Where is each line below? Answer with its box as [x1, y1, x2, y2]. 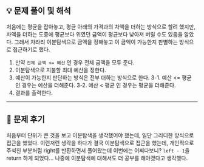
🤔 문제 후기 [6, 114, 46, 124]
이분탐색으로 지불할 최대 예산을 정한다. [15, 66, 106, 73]
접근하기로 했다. [12, 46, 50, 53]
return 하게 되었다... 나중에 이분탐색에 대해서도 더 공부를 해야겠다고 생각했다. [6, 154, 188, 162]
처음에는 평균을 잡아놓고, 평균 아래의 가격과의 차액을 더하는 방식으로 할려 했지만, [6, 23, 196, 30]
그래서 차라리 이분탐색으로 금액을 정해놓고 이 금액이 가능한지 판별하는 [14, 38, 178, 46]
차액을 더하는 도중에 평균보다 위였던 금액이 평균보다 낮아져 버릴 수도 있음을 [6, 30, 183, 38]
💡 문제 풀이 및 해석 [6, 5, 71, 16]
